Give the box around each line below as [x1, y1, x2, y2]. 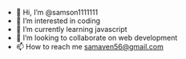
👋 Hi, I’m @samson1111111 [15, 8, 99, 17]
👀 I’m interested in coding [15, 16, 101, 26]
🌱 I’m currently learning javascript [15, 25, 127, 33]
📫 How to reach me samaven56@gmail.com [15, 42, 164, 51]
